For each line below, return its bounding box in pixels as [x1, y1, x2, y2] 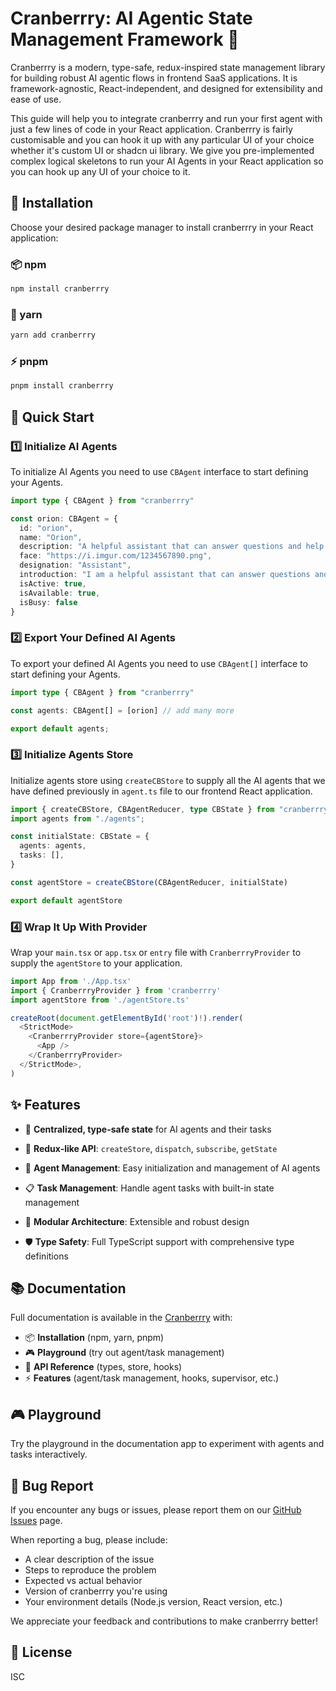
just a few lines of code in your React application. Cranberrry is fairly [10, 123, 293, 135]
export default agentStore [10, 895, 123, 906]
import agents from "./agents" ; [10, 813, 145, 824]
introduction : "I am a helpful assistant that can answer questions [19, 570, 311, 580]
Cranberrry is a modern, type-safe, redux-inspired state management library [10, 61, 326, 73]
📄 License [10, 1644, 73, 1661]
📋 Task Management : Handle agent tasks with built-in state [24, 1182, 275, 1194]
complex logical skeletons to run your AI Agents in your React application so [10, 155, 324, 167]
